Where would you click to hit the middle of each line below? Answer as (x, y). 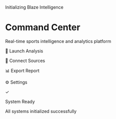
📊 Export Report (22, 70)
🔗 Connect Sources (25, 60)
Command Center (43, 27)
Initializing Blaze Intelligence (34, 7)
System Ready (20, 101)
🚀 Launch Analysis (24, 51)
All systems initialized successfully (41, 111)
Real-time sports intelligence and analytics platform (58, 41)
